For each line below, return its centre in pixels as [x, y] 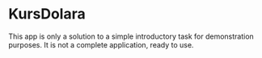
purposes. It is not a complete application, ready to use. [101, 44]
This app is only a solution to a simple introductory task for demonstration [131, 36]
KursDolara [47, 14]
